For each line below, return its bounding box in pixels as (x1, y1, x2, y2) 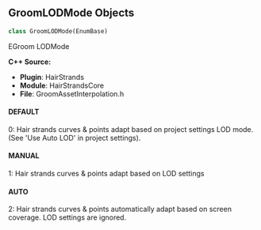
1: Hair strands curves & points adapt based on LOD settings (8, 169, 205, 179)
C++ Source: (8, 57, 52, 66)
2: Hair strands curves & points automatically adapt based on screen (8, 205, 232, 214)
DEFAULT (8, 107, 40, 117)
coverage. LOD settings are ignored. (8, 213, 127, 222)
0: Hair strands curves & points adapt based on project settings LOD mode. (8, 124, 254, 134)
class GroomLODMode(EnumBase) (8, 27, 109, 35)
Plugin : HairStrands (19, 72, 85, 81)
